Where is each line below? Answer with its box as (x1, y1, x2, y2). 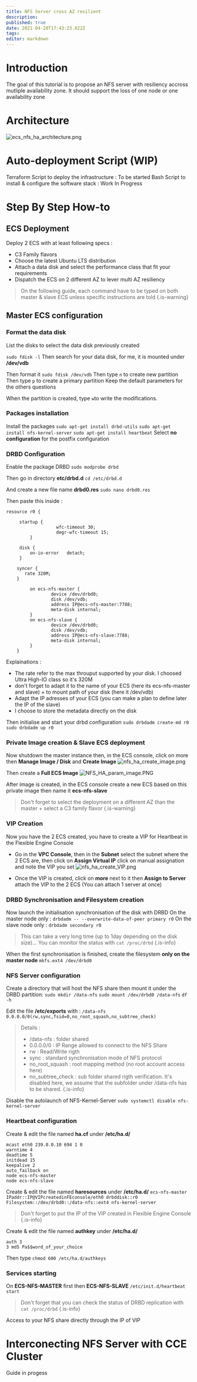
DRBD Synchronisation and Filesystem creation (6, 896, 144, 904)
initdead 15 (6, 1157, 35, 1163)
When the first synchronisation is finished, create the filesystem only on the (6, 950, 190, 957)
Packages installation (6, 409, 69, 417)
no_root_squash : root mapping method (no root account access (29, 1060, 185, 1068)
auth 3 (6, 1239, 22, 1245)
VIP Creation (6, 820, 43, 828)
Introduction (6, 61, 68, 75)
